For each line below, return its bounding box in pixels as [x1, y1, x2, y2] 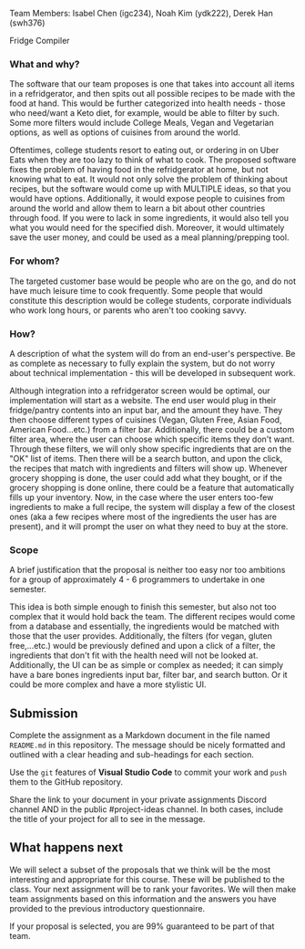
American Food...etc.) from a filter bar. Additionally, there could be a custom [9, 423, 295, 434]
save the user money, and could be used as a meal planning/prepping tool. [9, 232, 290, 243]
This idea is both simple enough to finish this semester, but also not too [9, 601, 277, 612]
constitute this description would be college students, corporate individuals [9, 295, 292, 306]
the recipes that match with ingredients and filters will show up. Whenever [9, 463, 288, 474]
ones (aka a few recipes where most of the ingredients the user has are [9, 511, 278, 522]
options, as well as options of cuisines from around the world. [9, 127, 241, 138]
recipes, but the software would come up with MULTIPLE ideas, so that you [9, 183, 291, 194]
